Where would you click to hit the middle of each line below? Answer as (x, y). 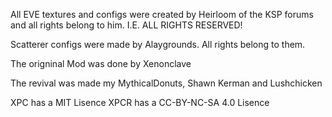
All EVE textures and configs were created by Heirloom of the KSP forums (162, 14)
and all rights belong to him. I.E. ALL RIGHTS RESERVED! (126, 25)
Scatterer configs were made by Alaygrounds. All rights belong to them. (158, 44)
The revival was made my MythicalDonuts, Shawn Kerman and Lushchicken (166, 83)
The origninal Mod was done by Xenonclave (101, 63)
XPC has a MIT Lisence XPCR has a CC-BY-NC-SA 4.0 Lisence (140, 102)
